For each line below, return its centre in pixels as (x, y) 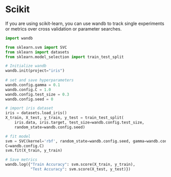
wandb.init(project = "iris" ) (35, 71)
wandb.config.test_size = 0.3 (37, 94)
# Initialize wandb (26, 66)
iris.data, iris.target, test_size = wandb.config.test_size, (79, 123)
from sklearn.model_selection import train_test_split (65, 57)
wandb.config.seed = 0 (29, 99)
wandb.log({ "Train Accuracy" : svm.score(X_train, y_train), (70, 165)
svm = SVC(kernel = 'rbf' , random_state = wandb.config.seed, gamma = (76, 141)
